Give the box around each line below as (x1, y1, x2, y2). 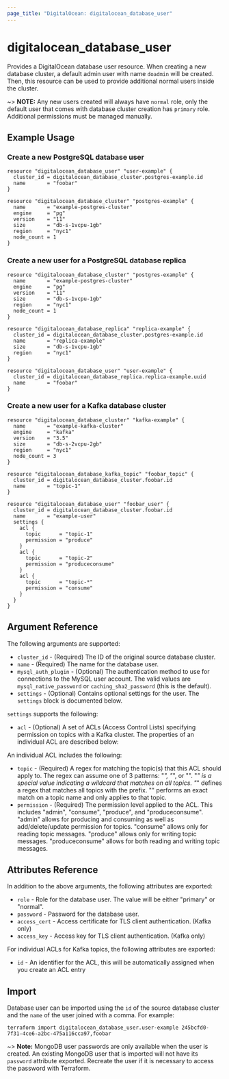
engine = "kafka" (13, 428, 75, 435)
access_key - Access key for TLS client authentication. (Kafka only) (16, 932, 206, 940)
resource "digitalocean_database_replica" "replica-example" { (7, 325, 191, 332)
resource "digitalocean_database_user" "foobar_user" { (7, 500, 170, 507)
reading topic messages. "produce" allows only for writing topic (16, 829, 197, 838)
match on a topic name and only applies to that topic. (16, 793, 167, 801)
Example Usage (7, 132, 75, 143)
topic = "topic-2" (25, 555, 94, 561)
